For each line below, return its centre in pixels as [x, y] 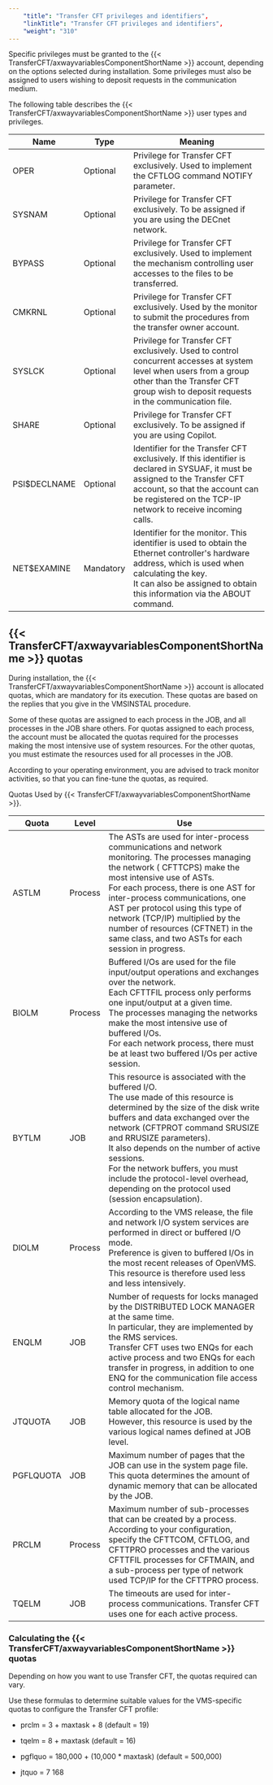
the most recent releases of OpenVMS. [182, 1263]
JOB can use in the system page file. [178, 1465]
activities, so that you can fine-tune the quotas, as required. [108, 779]
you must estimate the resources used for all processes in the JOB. [121, 754]
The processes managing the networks [183, 1013]
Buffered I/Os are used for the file [172, 962]
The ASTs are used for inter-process [179, 837]
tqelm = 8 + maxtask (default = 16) [78, 1741]
